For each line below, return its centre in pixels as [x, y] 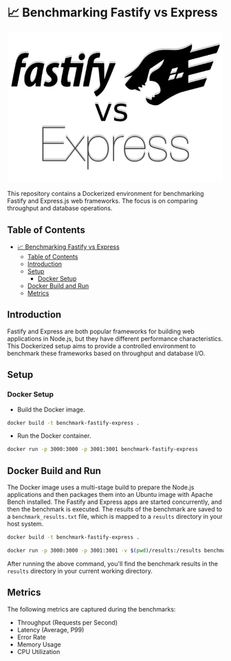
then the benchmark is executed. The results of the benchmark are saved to [114, 509]
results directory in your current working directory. [80, 571]
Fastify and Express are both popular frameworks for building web [101, 331]
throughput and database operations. [60, 208]
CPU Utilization [38, 651]
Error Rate [31, 637]
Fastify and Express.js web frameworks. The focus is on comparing [102, 201]
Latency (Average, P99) [51, 629]
